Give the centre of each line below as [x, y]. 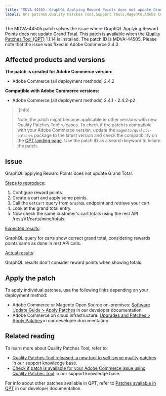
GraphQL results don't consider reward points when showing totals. [74, 262]
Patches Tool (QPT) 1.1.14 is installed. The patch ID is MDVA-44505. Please [81, 39]
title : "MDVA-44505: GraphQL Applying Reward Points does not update [78, 10]
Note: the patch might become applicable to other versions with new [87, 120]
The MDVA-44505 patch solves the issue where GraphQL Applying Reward [82, 28]
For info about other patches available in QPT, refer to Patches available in [81, 383]
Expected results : [23, 229]
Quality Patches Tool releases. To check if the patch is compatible [84, 125]
